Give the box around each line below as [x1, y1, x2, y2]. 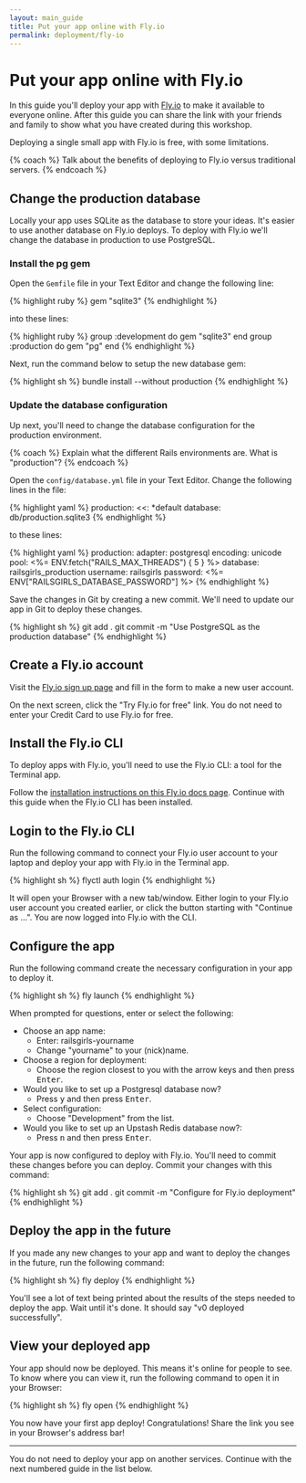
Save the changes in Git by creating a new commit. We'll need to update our [9, 594, 294, 605]
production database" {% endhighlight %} [9, 631, 167, 642]
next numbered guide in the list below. [9, 1463, 153, 1474]
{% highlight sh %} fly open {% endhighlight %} [9, 1399, 189, 1411]
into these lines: [9, 313, 69, 324]
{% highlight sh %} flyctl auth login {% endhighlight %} [9, 875, 216, 886]
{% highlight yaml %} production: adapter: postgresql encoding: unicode [9, 547, 282, 558]
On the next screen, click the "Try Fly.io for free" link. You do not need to [9, 699, 282, 710]
